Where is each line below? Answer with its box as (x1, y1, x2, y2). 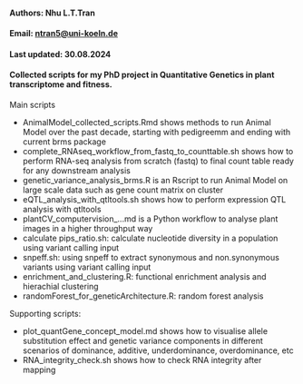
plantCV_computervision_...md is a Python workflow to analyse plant (22, 213, 279, 224)
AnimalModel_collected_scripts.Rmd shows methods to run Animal (22, 116, 272, 127)
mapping (22, 364, 56, 375)
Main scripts (9, 99, 56, 110)
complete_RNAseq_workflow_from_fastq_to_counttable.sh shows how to (22, 145, 294, 156)
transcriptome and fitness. (9, 79, 112, 90)
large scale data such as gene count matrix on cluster (22, 184, 224, 195)
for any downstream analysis (22, 164, 132, 176)
